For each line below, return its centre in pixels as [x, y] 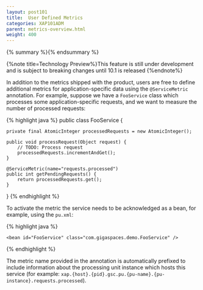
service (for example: [33, 274]
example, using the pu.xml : [40, 215]
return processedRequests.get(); [60, 180]
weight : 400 [21, 35]
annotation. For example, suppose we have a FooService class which [92, 95]
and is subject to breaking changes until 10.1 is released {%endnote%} [94, 70]
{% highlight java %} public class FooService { [65, 121]
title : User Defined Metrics [45, 18]
